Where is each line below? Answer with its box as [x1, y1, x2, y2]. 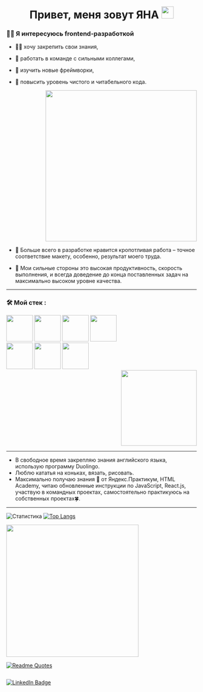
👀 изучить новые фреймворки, [14, 66, 94, 74]
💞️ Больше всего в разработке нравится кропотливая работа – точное [14, 247, 195, 254]
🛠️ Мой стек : [6, 299, 47, 307]
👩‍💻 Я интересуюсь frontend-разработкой [6, 30, 134, 38]
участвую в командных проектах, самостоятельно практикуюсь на [14, 488, 190, 496]
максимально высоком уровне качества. [14, 277, 122, 285]
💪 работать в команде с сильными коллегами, [14, 55, 135, 62]
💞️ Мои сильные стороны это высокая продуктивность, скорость [14, 265, 182, 272]
